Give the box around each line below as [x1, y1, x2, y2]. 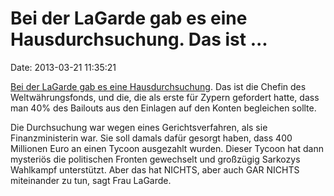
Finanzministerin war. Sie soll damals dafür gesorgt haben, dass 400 [10, 132, 293, 144]
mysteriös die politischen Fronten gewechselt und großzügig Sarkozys [10, 153, 301, 165]
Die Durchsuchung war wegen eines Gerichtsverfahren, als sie [10, 121, 268, 133]
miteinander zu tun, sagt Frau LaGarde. [10, 174, 172, 186]
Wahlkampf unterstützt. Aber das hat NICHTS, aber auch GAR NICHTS [10, 163, 300, 176]
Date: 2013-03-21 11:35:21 [10, 61, 117, 73]
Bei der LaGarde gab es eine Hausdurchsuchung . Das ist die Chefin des [10, 80, 307, 92]
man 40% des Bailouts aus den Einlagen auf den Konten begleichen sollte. [10, 102, 317, 114]
